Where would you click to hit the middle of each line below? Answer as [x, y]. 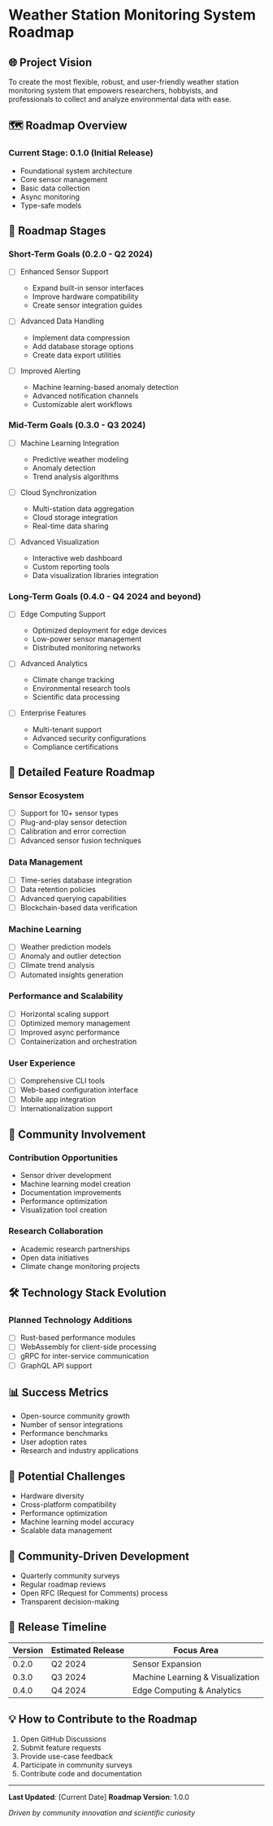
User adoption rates [54, 1442]
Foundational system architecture [76, 171]
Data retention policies [58, 889]
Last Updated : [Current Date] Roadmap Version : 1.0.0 [99, 1797]
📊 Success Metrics [58, 1392]
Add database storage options [83, 346]
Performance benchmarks [64, 1434]
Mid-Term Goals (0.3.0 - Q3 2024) [77, 425]
